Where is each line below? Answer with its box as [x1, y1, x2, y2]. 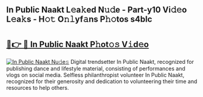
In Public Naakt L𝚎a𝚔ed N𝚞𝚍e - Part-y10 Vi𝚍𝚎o [6, 5, 187, 15]
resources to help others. [6, 84, 70, 91]
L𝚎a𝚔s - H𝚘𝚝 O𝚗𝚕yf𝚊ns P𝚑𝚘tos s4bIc [6, 14, 153, 25]
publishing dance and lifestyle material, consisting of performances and [6, 65, 186, 72]
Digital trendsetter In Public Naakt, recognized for [70, 58, 194, 65]
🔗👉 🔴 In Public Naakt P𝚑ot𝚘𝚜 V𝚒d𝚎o [6, 39, 149, 49]
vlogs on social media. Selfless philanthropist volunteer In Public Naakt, [6, 72, 185, 78]
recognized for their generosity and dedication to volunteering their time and [6, 78, 198, 85]
